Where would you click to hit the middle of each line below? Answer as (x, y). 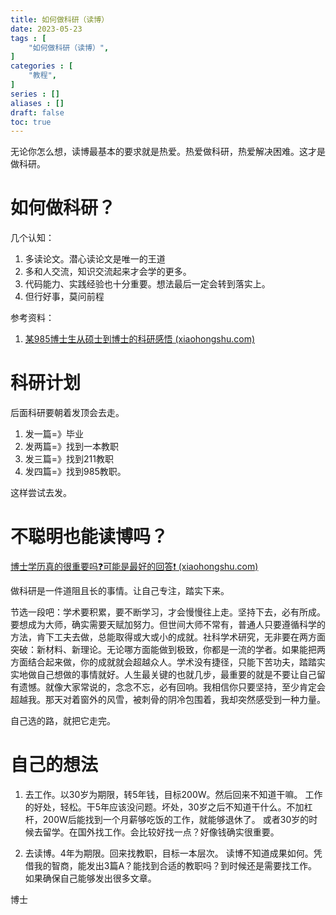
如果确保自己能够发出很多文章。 (90, 878)
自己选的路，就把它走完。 (63, 721)
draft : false (37, 112)
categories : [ (42, 66)
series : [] (35, 94)
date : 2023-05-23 (46, 29)
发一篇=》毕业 (54, 434)
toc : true (31, 122)
